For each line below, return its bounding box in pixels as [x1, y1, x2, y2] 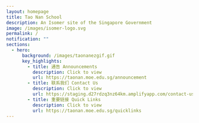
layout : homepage [6, 8, 49, 15]
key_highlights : [21, 58, 62, 64]
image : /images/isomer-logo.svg [6, 25, 86, 31]
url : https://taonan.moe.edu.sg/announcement [32, 75, 147, 80]
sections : [6, 42, 31, 48]
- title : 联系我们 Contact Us [27, 80, 99, 86]
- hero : [11, 47, 31, 53]
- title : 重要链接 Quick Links [27, 96, 101, 102]
